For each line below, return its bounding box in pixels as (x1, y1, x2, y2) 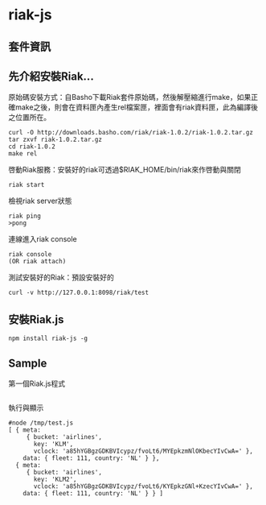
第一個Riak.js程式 (8, 379, 66, 388)
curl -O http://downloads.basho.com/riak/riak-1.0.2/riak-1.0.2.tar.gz (8, 129, 253, 137)
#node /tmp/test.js (8, 419, 74, 428)
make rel (8, 150, 38, 158)
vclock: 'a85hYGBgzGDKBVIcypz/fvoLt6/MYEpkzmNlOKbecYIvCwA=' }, (33, 447, 253, 456)
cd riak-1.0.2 (8, 143, 56, 151)
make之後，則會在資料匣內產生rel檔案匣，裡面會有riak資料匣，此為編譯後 (14, 102, 259, 112)
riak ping (8, 212, 42, 221)
